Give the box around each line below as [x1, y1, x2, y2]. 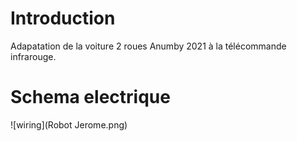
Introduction [10, 7, 116, 30]
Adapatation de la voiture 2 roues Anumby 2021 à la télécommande [10, 40, 287, 52]
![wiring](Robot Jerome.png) [10, 118, 128, 131]
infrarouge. [10, 50, 57, 62]
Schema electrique [10, 86, 171, 109]
